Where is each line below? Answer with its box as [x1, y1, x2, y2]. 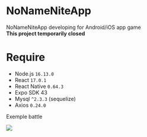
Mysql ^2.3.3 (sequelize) [14, 95, 76, 102]
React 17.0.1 [14, 76, 47, 83]
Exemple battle [6, 113, 43, 120]
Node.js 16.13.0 [14, 70, 55, 77]
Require [6, 51, 46, 64]
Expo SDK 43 [14, 89, 47, 96]
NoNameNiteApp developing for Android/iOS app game [6, 24, 141, 31]
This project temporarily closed [6, 30, 85, 37]
